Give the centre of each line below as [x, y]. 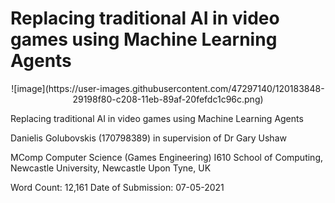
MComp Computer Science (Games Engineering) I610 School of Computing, [167, 157]
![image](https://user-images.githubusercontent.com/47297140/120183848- [168, 88]
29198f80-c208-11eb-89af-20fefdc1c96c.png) [168, 99]
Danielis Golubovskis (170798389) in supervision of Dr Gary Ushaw [148, 138]
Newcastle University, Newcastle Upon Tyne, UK [111, 168]
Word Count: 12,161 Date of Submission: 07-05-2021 [117, 187]
